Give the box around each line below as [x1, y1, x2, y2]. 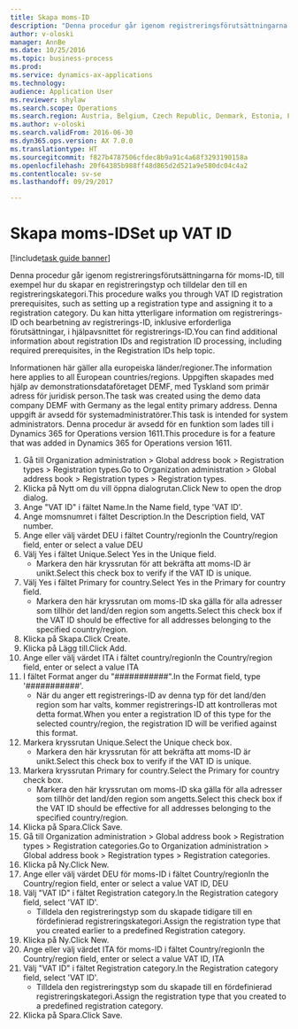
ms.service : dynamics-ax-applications [10, 71, 153, 80]
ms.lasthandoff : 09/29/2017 [10, 178, 114, 187]
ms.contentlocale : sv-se [10, 169, 102, 178]
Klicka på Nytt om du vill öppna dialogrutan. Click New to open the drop [22, 484, 282, 494]
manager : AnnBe [10, 37, 66, 47]
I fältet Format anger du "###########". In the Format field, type [22, 671, 261, 682]
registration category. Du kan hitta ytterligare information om [10, 307, 231, 319]
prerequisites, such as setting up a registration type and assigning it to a [10, 298, 273, 309]
